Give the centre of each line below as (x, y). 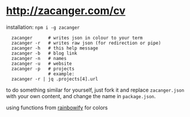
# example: (61, 74)
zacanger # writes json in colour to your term (77, 38)
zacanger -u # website (42, 63)
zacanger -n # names (39, 58)
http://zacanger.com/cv (66, 11)
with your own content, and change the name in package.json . (81, 96)
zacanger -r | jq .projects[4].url (55, 79)
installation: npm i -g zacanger (43, 27)
